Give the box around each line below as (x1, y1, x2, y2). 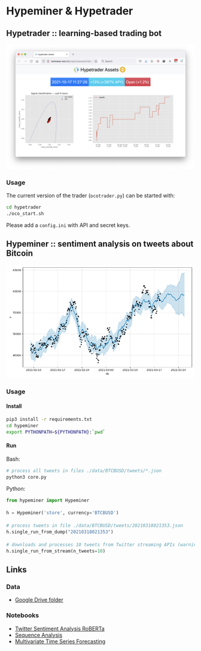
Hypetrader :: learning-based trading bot (6, 28, 162, 38)
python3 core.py (6, 474, 47, 480)
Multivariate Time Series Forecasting (14, 638, 106, 645)
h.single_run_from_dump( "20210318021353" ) (6, 529, 114, 535)
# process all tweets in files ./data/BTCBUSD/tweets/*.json (6, 467, 162, 474)
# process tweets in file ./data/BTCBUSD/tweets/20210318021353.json (6, 522, 184, 529)
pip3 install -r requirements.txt (6, 416, 93, 423)
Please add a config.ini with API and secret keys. (6, 221, 130, 229)
